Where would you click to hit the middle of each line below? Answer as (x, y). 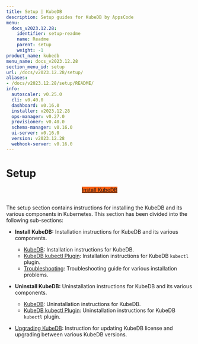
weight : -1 (30, 50)
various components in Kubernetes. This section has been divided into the (97, 214)
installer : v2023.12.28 (41, 111)
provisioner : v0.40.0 (38, 122)
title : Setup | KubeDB (34, 12)
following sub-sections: (35, 220)
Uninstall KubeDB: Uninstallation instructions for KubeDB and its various (103, 286)
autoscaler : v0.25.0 (37, 94)
